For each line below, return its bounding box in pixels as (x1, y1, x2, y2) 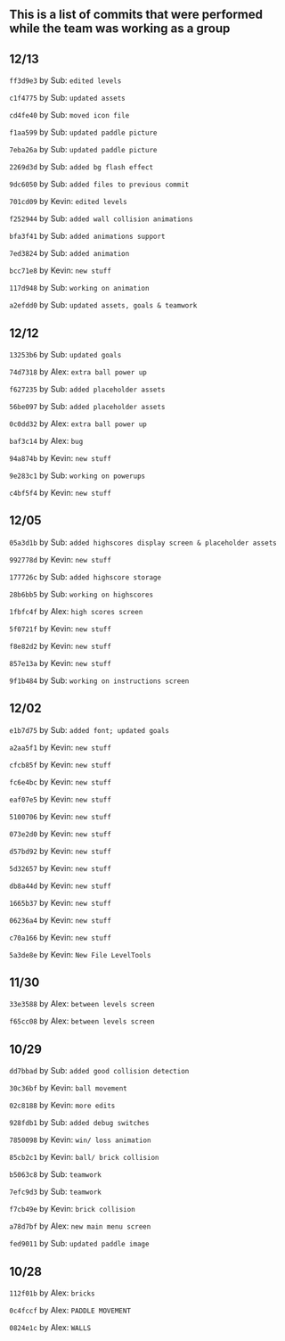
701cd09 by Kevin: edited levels (9, 196, 127, 207)
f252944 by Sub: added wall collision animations (9, 213, 193, 224)
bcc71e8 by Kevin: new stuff (9, 265, 111, 276)
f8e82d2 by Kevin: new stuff (9, 640, 111, 651)
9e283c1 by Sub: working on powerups (9, 470, 146, 481)
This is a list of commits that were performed (9, 7, 264, 22)
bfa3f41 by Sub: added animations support (9, 231, 166, 242)
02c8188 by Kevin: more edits (9, 1100, 116, 1111)
